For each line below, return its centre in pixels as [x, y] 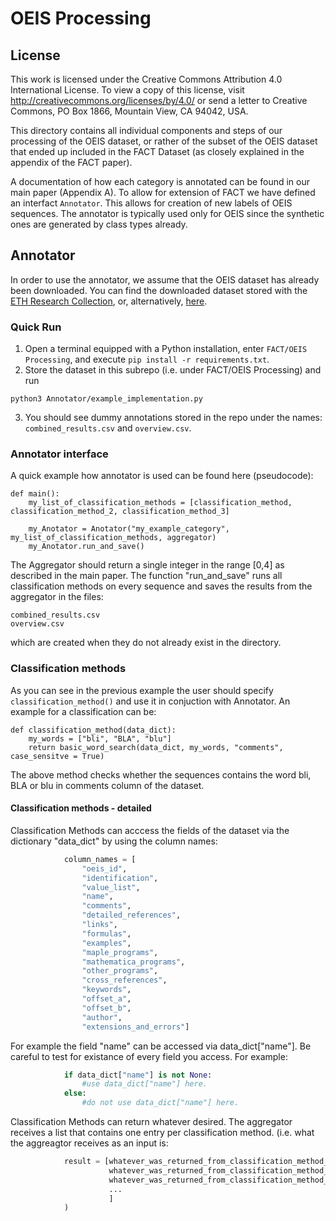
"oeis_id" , [104, 868]
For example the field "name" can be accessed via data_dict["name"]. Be [161, 1046]
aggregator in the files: [57, 597]
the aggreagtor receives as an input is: [89, 1143]
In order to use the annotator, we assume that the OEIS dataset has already [165, 279]
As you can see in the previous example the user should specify [142, 690]
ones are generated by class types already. [99, 224]
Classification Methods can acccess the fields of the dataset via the [150, 830]
